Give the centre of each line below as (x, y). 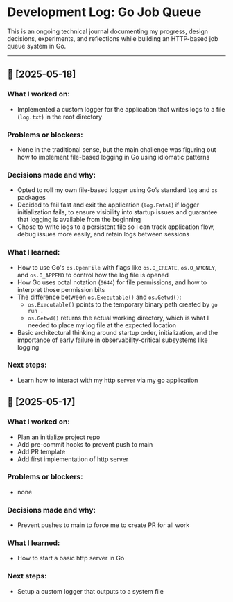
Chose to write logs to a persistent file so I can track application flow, (116, 227)
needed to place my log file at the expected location (102, 325)
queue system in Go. (37, 46)
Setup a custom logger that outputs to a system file (90, 591)
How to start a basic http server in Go (71, 558)
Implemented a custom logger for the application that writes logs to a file (121, 109)
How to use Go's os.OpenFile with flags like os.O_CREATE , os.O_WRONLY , (117, 267)
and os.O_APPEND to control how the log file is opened (93, 275)
